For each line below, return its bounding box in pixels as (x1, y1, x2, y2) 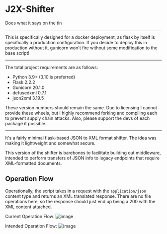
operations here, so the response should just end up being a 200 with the (5, 198, 156, 204)
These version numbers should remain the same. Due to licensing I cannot (5, 104, 158, 110)
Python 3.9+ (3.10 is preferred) (12, 74, 76, 80)
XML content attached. (5, 204, 52, 210)
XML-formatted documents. (5, 160, 62, 166)
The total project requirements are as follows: (5, 64, 98, 70)
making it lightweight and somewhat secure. (5, 140, 96, 146)
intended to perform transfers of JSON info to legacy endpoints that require (5, 155, 160, 161)
